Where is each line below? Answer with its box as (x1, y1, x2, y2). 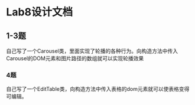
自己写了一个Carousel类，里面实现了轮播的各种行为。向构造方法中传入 (6, 48, 178, 54)
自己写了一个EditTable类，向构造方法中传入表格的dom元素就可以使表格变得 (6, 86, 190, 93)
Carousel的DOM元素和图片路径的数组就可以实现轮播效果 (6, 55, 144, 62)
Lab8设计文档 (6, 5, 73, 19)
